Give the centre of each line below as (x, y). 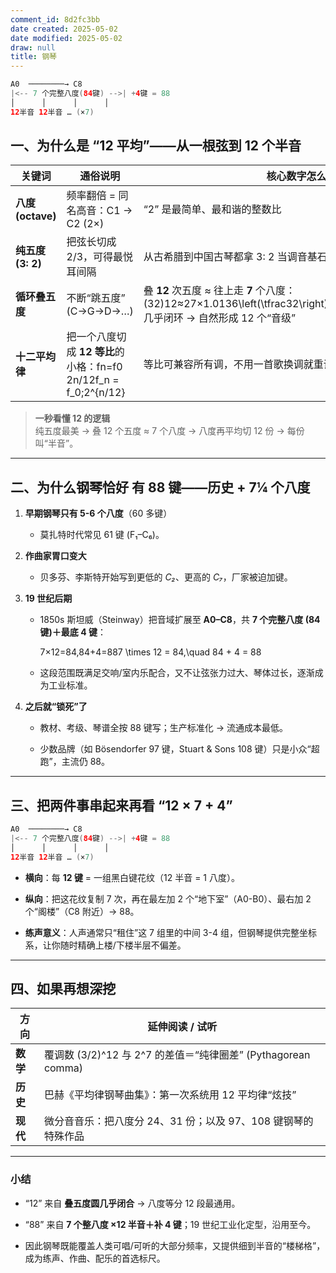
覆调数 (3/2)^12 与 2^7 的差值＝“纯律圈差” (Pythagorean (177, 1055)
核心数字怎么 (296, 176)
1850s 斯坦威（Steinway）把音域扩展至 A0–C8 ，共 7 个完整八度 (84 (180, 620)
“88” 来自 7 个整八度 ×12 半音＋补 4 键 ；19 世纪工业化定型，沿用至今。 (170, 1224)
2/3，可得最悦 (100, 257)
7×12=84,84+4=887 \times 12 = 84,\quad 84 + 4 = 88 (150, 652)
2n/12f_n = (93, 380)
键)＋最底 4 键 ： (73, 632)
